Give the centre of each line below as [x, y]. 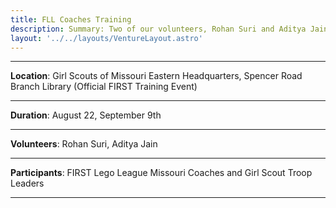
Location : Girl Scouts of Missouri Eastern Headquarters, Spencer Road [156, 76]
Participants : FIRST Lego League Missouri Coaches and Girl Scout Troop [161, 173]
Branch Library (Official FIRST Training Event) [104, 87]
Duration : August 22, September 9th [86, 115]
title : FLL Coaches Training [71, 19]
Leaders [27, 183]
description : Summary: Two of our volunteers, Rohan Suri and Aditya [158, 29]
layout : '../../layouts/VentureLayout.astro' [106, 38]
